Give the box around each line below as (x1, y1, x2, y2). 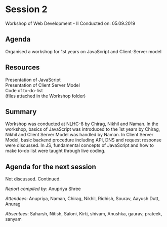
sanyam (5, 216, 22, 222)
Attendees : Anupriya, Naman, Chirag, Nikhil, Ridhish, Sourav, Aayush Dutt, (5, 196, 160, 202)
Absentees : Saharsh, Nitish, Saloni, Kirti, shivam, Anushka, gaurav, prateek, (5, 211, 162, 217)
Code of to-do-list (5, 87, 43, 93)
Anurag (5, 201, 21, 207)
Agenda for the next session (5, 162, 96, 171)
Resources (5, 63, 40, 72)
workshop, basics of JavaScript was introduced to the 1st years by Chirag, (5, 126, 160, 132)
